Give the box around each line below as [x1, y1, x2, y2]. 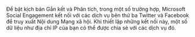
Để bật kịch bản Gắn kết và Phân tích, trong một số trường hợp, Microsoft [6, 6, 185, 12]
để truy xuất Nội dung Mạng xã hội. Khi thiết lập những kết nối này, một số [6, 18, 188, 25]
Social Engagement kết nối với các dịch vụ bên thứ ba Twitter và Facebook [6, 12, 189, 19]
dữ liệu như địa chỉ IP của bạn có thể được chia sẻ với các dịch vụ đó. [6, 24, 177, 31]
